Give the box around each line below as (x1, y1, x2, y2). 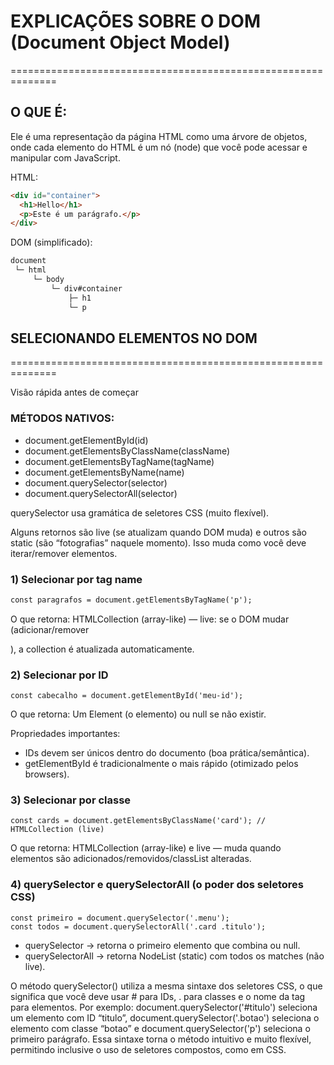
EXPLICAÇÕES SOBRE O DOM (10, 10, 261, 33)
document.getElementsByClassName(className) (24, 445, 231, 457)
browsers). (24, 768, 70, 780)
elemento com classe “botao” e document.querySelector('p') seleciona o (10, 1022, 311, 1034)
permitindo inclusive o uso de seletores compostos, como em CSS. (10, 1043, 287, 1055)
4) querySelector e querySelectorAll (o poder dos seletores (10, 878, 304, 892)
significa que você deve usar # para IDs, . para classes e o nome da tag (10, 990, 306, 1002)
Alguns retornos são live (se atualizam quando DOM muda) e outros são (10, 526, 307, 538)
